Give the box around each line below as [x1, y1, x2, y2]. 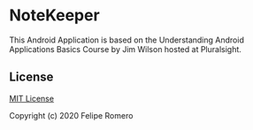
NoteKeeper [9, 5, 100, 26]
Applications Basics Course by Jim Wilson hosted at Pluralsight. [9, 43, 241, 54]
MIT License [9, 93, 55, 103]
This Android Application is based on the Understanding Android [9, 34, 245, 45]
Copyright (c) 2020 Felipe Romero [9, 110, 134, 120]
